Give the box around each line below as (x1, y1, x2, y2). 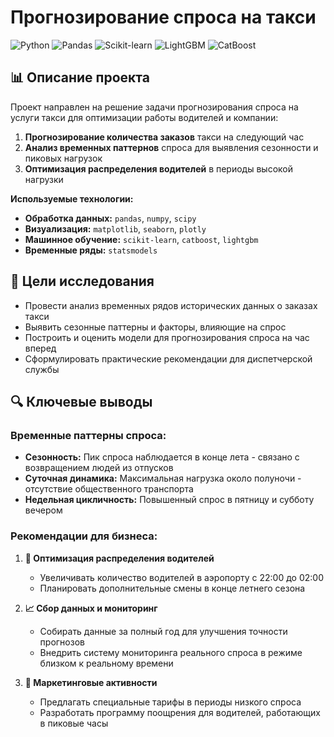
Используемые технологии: (10, 192, 134, 205)
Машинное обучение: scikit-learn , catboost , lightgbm (24, 233, 259, 245)
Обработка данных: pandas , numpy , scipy (24, 212, 197, 224)
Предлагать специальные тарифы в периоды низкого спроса (39, 696, 302, 708)
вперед (24, 342, 57, 354)
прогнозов (39, 636, 85, 648)
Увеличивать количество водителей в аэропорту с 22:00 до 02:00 (39, 571, 325, 583)
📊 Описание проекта (10, 69, 150, 86)
